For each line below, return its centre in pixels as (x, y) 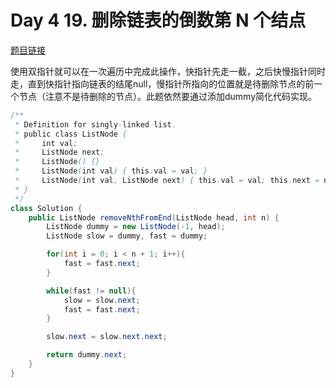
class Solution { (46, 208)
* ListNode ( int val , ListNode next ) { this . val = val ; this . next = (167, 181)
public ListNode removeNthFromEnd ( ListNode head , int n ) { (154, 217)
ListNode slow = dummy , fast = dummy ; (127, 236)
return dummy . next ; (87, 355)
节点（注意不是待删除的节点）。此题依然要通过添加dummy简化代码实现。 (168, 96)
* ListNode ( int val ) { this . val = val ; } (111, 171)
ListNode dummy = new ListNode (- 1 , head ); (136, 227)
